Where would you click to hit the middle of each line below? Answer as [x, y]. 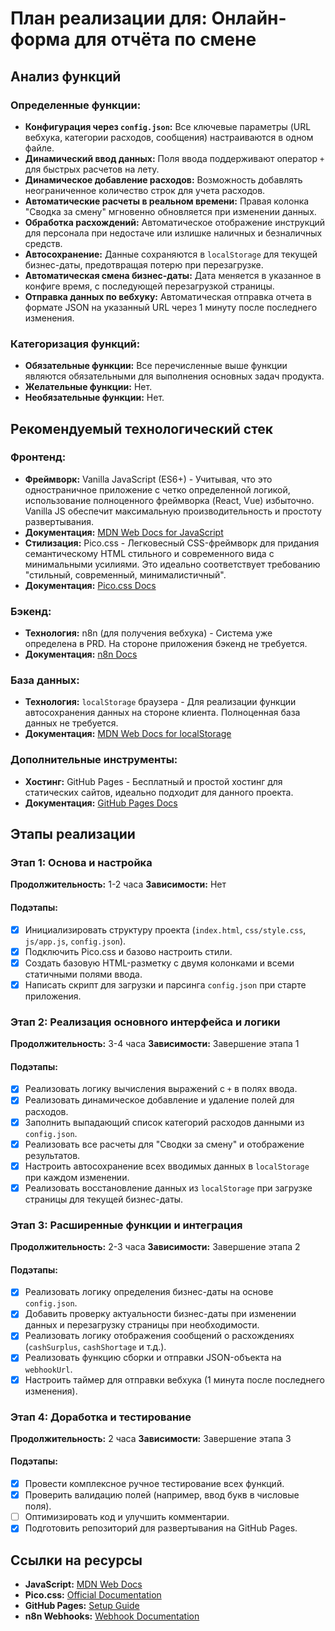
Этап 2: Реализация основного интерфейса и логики [145, 1022]
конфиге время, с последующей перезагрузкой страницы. [149, 286]
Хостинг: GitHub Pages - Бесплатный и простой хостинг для [153, 781]
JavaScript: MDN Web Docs [83, 1584]
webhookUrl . [48, 1369]
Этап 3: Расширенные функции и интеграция [126, 1225]
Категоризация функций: [75, 344]
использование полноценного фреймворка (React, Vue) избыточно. [169, 500]
